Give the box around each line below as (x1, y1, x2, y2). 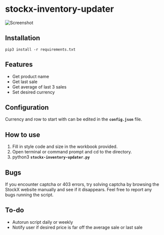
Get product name (12, 73, 49, 79)
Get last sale (12, 79, 38, 85)
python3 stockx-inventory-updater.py (12, 154, 90, 160)
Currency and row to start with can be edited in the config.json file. (5, 117, 142, 122)
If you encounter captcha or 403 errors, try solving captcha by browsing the (5, 181, 160, 187)
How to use (5, 130, 40, 139)
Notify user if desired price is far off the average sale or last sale (12, 224, 143, 230)
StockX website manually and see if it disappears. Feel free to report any (5, 187, 152, 192)
